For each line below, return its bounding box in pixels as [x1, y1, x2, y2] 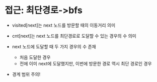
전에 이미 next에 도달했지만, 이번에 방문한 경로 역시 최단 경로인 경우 [19, 60, 152, 66]
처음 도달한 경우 [19, 54, 51, 60]
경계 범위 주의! [12, 71, 41, 77]
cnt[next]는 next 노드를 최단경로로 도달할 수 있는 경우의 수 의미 [12, 33, 137, 39]
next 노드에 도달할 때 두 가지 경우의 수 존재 [12, 43, 96, 49]
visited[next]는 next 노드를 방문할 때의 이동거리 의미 [12, 22, 116, 28]
